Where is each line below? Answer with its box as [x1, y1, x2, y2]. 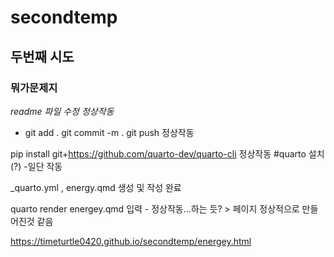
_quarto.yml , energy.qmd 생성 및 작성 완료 [10, 181, 182, 193]
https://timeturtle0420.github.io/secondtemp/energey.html [10, 235, 252, 247]
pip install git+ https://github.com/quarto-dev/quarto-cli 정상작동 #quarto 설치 [10, 147, 325, 160]
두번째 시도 [10, 48, 75, 65]
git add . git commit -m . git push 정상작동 [24, 126, 195, 138]
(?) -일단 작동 [10, 160, 63, 172]
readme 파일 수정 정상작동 [10, 105, 115, 117]
